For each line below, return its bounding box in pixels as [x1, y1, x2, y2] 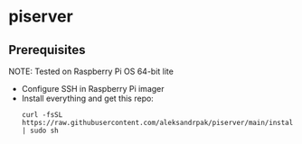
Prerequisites [8, 42, 86, 58]
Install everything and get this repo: [21, 93, 155, 103]
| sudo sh [21, 126, 60, 135]
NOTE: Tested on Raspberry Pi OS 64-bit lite [8, 66, 174, 76]
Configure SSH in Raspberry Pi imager [21, 84, 165, 94]
